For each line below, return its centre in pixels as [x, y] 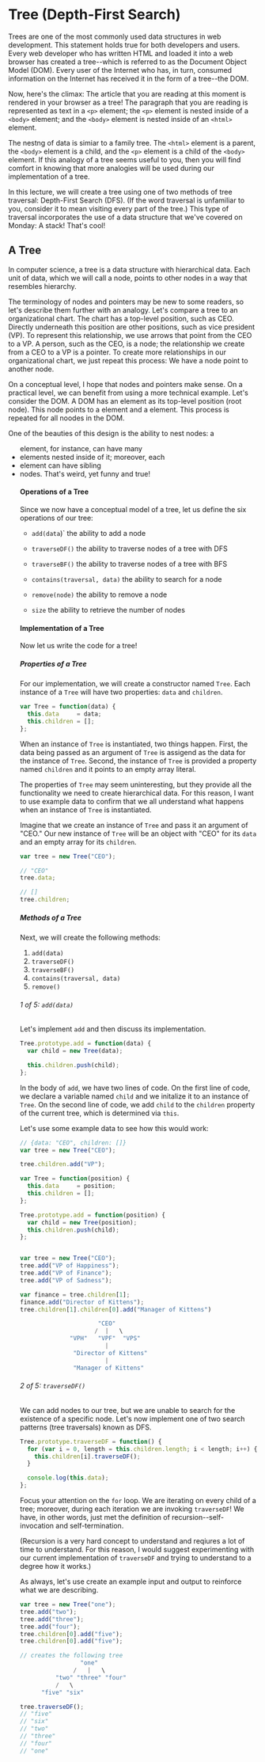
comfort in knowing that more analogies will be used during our [112, 168]
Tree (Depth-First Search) [95, 15]
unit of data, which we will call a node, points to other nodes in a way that [128, 278]
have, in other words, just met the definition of [95, 1517]
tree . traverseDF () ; [52, 1707]
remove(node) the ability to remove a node [99, 594]
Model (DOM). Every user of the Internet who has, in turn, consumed [120, 70]
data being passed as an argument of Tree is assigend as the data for [132, 752]
